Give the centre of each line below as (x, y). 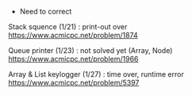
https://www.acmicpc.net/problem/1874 (73, 35)
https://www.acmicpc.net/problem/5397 (74, 83)
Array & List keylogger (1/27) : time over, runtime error (96, 74)
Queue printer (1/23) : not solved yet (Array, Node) (90, 50)
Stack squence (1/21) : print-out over (68, 27)
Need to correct (46, 11)
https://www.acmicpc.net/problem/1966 (73, 59)
